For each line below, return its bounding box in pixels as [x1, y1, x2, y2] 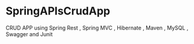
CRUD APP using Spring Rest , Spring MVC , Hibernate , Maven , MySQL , [5, 24, 189, 31]
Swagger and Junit [5, 30, 53, 37]
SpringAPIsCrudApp [5, 4, 111, 18]
